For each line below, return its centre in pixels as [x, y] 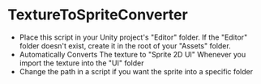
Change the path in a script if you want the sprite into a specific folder [136, 71]
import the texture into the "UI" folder [81, 63]
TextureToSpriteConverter [98, 15]
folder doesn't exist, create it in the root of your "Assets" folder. [125, 45]
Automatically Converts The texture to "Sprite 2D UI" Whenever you [133, 54]
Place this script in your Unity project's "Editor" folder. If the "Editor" [133, 37]
